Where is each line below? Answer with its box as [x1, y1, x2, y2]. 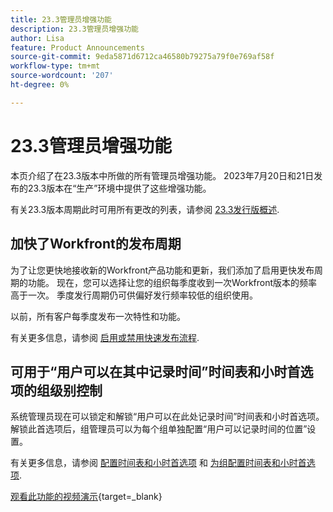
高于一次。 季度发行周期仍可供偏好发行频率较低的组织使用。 [10, 289, 258, 301]
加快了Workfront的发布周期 [10, 236, 182, 253]
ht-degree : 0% [10, 80, 70, 90]
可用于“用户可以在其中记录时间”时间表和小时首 [10, 363, 301, 380]
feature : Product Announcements [10, 42, 145, 53]
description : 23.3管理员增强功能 [10, 24, 139, 34]
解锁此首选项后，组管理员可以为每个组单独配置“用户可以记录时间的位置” [10, 423, 308, 435]
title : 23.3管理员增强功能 [10, 14, 112, 25]
